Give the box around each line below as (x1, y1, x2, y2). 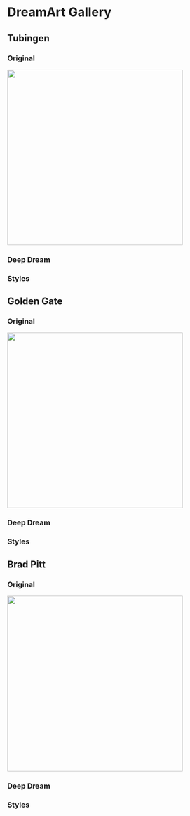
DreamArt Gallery (7, 4, 112, 20)
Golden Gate (7, 296, 63, 308)
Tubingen (7, 32, 50, 44)
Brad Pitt (7, 558, 46, 570)
